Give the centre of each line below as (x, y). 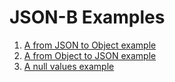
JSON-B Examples (87, 17)
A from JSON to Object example (90, 45)
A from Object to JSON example (90, 55)
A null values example (69, 66)
